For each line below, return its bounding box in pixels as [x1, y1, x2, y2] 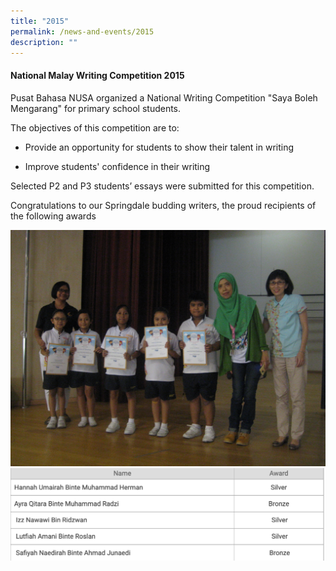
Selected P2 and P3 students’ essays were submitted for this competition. [10, 180, 315, 192]
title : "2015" [10, 16, 70, 26]
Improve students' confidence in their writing [24, 160, 211, 172]
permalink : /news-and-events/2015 [10, 26, 155, 37]
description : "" [10, 37, 78, 47]
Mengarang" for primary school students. [10, 102, 182, 114]
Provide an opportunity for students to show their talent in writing [24, 141, 295, 153]
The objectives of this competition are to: [10, 121, 180, 134]
